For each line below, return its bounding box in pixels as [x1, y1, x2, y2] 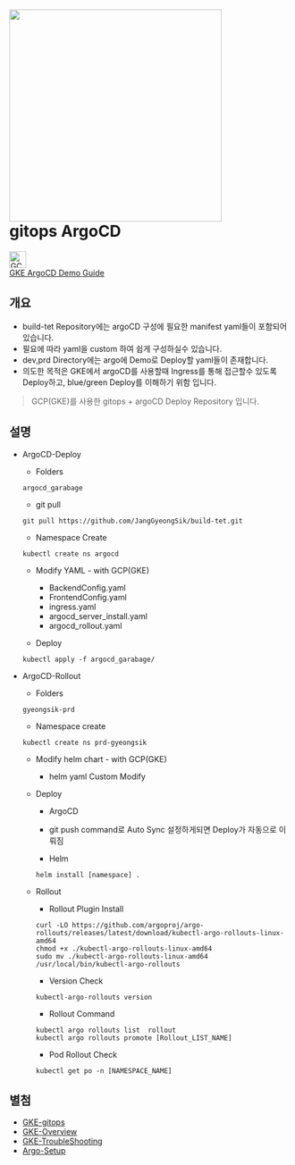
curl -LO [35, 920, 69, 929]
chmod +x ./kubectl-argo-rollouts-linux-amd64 [35, 943, 213, 953]
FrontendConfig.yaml [48, 591, 127, 602]
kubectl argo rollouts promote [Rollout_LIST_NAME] [35, 1033, 232, 1043]
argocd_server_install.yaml [48, 610, 147, 621]
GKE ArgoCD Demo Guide [9, 267, 105, 278]
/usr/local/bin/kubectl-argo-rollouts [35, 960, 181, 968]
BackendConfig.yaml [48, 582, 127, 593]
